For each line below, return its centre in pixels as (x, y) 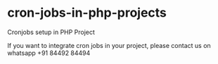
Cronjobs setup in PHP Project (51, 32)
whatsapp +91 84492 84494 (49, 53)
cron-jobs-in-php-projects (87, 13)
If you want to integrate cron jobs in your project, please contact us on (109, 45)
